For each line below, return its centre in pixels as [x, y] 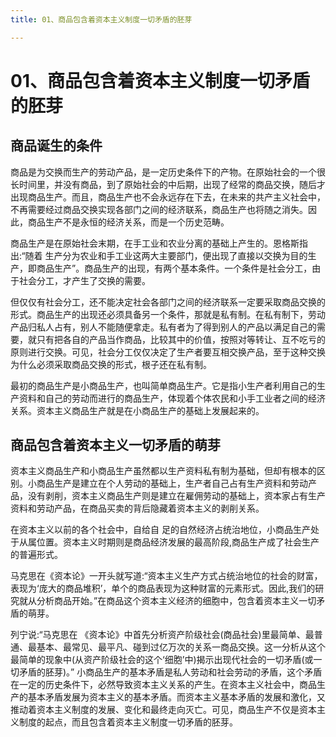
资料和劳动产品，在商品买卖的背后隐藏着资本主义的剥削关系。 [137, 508]
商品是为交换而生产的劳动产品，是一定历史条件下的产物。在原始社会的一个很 [168, 172]
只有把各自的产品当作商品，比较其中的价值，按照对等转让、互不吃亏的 [181, 339]
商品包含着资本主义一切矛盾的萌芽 [115, 445]
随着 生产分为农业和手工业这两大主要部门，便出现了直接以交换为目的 [166, 255]
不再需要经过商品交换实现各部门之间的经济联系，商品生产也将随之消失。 [159, 209]
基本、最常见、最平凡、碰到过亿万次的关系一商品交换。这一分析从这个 [181, 647]
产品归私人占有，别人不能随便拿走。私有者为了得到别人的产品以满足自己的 [163, 327]
